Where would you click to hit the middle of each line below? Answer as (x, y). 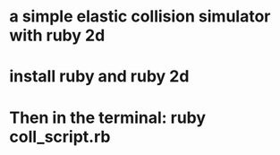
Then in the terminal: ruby (108, 117)
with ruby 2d (57, 35)
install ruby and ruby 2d (99, 77)
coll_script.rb (60, 137)
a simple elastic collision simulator (140, 17)
